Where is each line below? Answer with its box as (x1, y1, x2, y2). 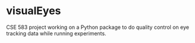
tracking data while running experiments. (6, 29, 106, 37)
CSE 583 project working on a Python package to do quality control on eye (6, 24, 189, 31)
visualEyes (6, 4, 61, 18)
